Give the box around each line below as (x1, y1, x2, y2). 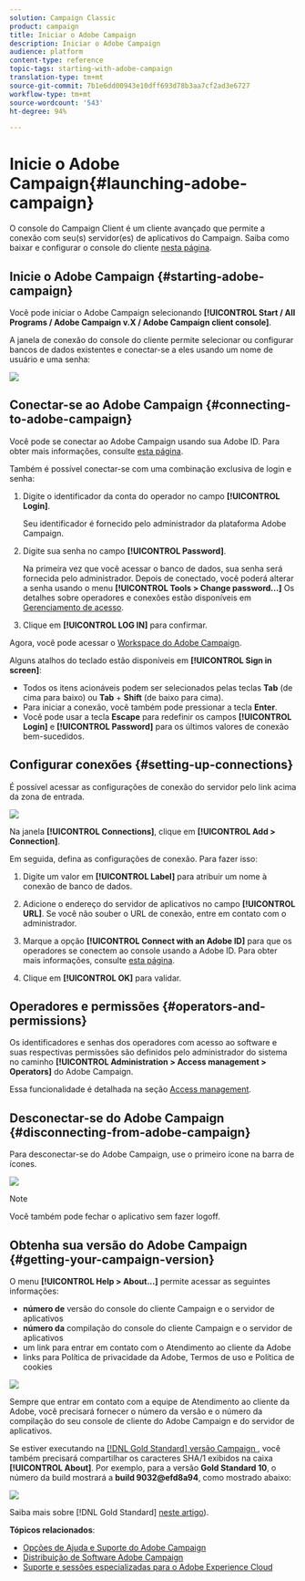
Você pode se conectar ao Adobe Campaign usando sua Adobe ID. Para (9, 435, 280, 447)
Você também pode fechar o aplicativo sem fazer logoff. (9, 1211, 220, 1222)
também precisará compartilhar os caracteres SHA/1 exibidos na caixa (9, 1452, 273, 1464)
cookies (22, 1361, 53, 1373)
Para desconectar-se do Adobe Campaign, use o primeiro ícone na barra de (9, 1149, 295, 1160)
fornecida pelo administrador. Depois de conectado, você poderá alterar (22, 572, 294, 584)
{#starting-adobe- (157, 268, 265, 284)
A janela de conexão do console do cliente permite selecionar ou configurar (9, 335, 294, 345)
